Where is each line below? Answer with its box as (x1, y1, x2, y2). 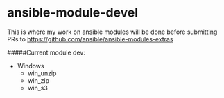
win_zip (27, 76, 50, 84)
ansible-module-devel (7, 5, 139, 21)
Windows (17, 61, 44, 70)
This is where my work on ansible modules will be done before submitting (7, 28, 218, 36)
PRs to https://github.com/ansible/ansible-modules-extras (7, 35, 173, 43)
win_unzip (27, 69, 57, 77)
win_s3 (27, 84, 49, 92)
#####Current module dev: (7, 48, 85, 57)
